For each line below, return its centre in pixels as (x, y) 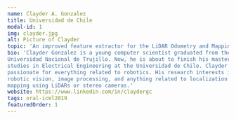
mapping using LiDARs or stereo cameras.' (70, 85)
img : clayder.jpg (33, 33)
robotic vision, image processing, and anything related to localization (118, 79)
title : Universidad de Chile (50, 20)
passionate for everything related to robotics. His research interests (116, 72)
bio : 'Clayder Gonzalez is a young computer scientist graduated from (113, 53)
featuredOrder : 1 (33, 105)
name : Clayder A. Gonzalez (47, 14)
